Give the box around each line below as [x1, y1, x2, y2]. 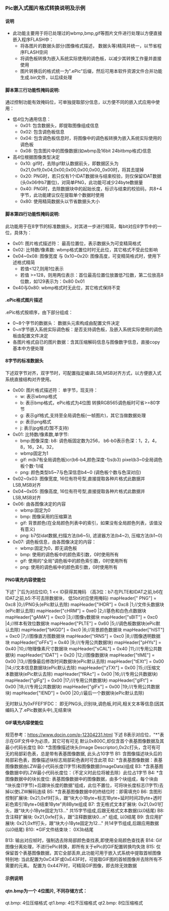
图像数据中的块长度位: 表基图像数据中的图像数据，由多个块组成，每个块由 [5, 776, 158, 782]
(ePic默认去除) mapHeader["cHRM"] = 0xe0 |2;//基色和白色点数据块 [5, 608, 146, 614]
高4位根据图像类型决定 [12, 154, 60, 160]
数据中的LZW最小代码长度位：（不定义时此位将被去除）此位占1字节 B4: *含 [9, 770, 163, 776]
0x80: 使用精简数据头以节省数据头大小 [20, 198, 100, 204]
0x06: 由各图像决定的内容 [12, 501, 66, 507]
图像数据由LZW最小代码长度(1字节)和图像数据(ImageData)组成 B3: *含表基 [5, 763, 159, 769]
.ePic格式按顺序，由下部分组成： [5, 309, 73, 315]
